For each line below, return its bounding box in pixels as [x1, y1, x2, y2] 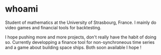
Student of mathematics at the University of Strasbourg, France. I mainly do [5, 19, 157, 25]
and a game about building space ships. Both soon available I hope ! [5, 44, 142, 50]
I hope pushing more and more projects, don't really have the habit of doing [5, 34, 157, 40]
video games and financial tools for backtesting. [5, 24, 102, 30]
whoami [5, 3, 38, 15]
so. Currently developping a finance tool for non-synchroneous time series [5, 39, 155, 45]
